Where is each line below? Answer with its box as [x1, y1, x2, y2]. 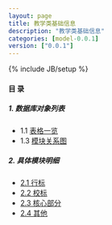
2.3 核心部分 [19, 197, 62, 207]
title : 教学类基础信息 [8, 19, 77, 28]
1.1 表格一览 [19, 125, 58, 135]
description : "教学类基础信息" [8, 27, 105, 35]
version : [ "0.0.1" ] [8, 42, 74, 50]
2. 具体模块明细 [8, 155, 60, 166]
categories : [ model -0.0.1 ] [8, 34, 99, 43]
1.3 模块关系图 [19, 135, 67, 146]
